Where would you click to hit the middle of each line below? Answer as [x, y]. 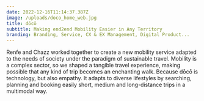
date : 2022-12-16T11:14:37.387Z [47, 12]
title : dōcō [21, 23]
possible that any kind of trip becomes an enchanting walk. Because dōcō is [102, 72]
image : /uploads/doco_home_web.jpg [52, 18]
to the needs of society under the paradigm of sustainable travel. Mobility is [102, 59]
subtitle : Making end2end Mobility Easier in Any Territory [85, 29]
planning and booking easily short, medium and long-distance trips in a [96, 85]
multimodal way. [27, 91]
